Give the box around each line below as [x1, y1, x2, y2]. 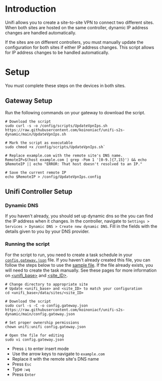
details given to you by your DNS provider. [5, 228, 90, 234]
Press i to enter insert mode [12, 346, 69, 351]
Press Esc [12, 361, 32, 367]
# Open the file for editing [5, 333, 64, 338]
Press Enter [12, 371, 36, 377]
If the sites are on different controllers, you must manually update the [5, 39, 144, 45]
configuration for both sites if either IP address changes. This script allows [5, 44, 154, 50]
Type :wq [12, 366, 30, 372]
